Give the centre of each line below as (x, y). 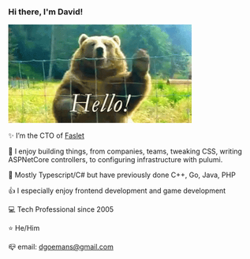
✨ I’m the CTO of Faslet (47, 135)
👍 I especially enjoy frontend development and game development (117, 191)
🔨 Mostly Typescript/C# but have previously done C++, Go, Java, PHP (122, 175)
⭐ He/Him (24, 228)
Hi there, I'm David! (46, 12)
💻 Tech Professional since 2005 (61, 209)
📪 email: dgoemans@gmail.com (61, 247)
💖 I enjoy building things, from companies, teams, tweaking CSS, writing (125, 151)
